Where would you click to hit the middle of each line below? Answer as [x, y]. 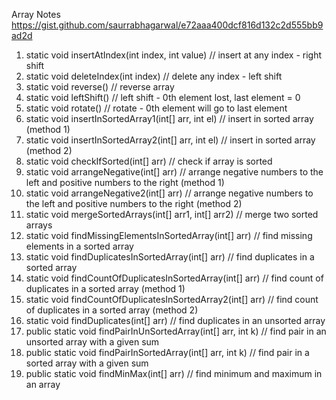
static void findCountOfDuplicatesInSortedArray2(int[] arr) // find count [172, 299]
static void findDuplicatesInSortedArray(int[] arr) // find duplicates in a [170, 257]
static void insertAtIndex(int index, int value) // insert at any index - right [174, 55]
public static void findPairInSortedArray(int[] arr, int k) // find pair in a [167, 352]
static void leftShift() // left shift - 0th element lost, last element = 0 [163, 97]
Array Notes [36, 14]
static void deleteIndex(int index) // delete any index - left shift [154, 76]
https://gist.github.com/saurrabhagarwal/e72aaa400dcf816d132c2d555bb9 [167, 25]
